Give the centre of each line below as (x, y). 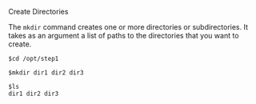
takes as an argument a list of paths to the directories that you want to (124, 36)
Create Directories (38, 12)
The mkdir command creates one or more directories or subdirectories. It (128, 27)
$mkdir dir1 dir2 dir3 (46, 73)
